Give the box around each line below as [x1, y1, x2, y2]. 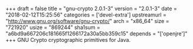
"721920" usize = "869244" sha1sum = [5, 24, 101, 31]
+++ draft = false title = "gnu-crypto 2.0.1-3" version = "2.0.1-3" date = [5, 5, 178, 12]
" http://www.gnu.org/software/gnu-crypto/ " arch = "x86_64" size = [5, 18, 169, 24]
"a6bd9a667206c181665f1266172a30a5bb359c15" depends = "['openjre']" [5, 30, 188, 37]
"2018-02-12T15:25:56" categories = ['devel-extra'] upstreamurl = [5, 11, 166, 18]
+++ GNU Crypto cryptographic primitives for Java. [5, 37, 131, 43]
